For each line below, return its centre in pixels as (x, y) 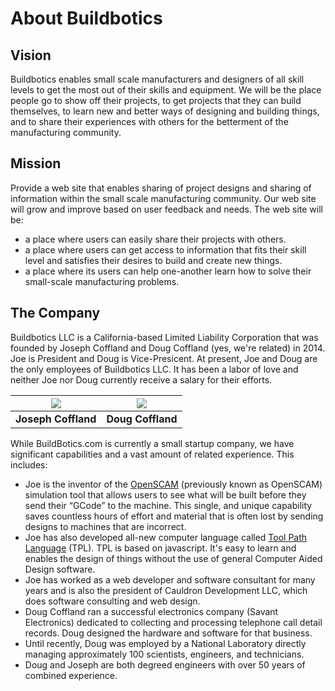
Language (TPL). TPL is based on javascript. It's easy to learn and (160, 548)
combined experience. (71, 675)
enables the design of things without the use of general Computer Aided (173, 558)
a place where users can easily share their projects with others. (155, 239)
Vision (31, 55)
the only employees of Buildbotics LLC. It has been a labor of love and (154, 369)
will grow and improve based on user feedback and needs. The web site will (166, 209)
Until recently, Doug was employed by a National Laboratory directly (165, 643)
